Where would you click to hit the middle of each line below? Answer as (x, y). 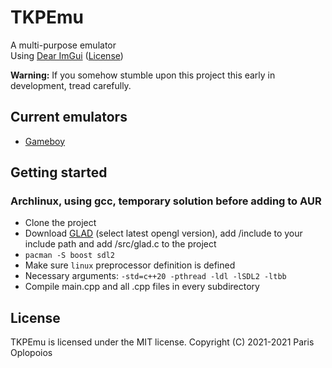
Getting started (59, 172)
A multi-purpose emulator (63, 45)
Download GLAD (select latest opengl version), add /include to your (163, 233)
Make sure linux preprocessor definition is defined (130, 265)
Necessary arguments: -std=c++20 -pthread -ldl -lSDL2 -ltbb (155, 276)
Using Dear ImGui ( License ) (67, 55)
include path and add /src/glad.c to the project (120, 244)
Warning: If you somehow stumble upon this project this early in (143, 75)
